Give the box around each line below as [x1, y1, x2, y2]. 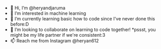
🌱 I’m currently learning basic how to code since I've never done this [10, 16, 155, 21]
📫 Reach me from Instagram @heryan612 [10, 38, 99, 43]
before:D [10, 21, 29, 27]
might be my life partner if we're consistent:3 [10, 32, 106, 38]
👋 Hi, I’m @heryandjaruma [10, 5, 66, 11]
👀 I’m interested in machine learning [10, 10, 86, 16]
